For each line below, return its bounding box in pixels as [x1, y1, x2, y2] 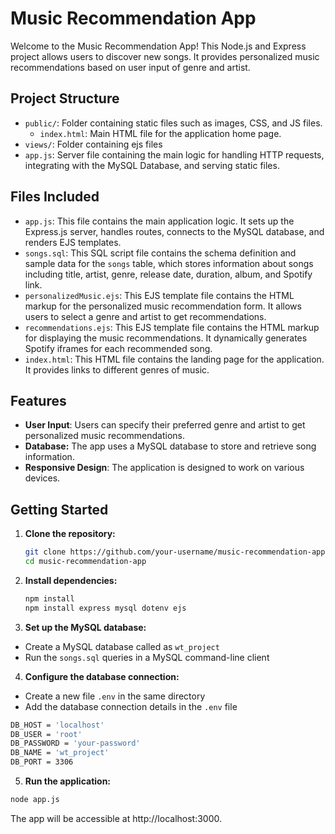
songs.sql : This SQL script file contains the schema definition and [24, 247, 297, 259]
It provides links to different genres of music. [24, 363, 210, 376]
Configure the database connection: [24, 670, 180, 682]
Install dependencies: [24, 574, 118, 586]
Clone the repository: [24, 528, 116, 540]
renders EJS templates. [24, 236, 122, 248]
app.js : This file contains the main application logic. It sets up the [24, 215, 295, 227]
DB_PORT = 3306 [10, 757, 74, 767]
